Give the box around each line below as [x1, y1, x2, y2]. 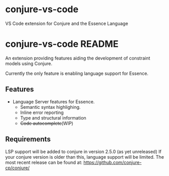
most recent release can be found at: [5, 159, 83, 165]
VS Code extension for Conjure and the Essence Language [5, 20, 128, 26]
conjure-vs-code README [5, 38, 119, 50]
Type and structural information [20, 114, 86, 121]
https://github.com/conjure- [83, 159, 142, 165]
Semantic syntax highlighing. [20, 104, 81, 110]
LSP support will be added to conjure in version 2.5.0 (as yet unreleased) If [5, 149, 161, 155]
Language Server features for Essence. [12, 98, 95, 105]
